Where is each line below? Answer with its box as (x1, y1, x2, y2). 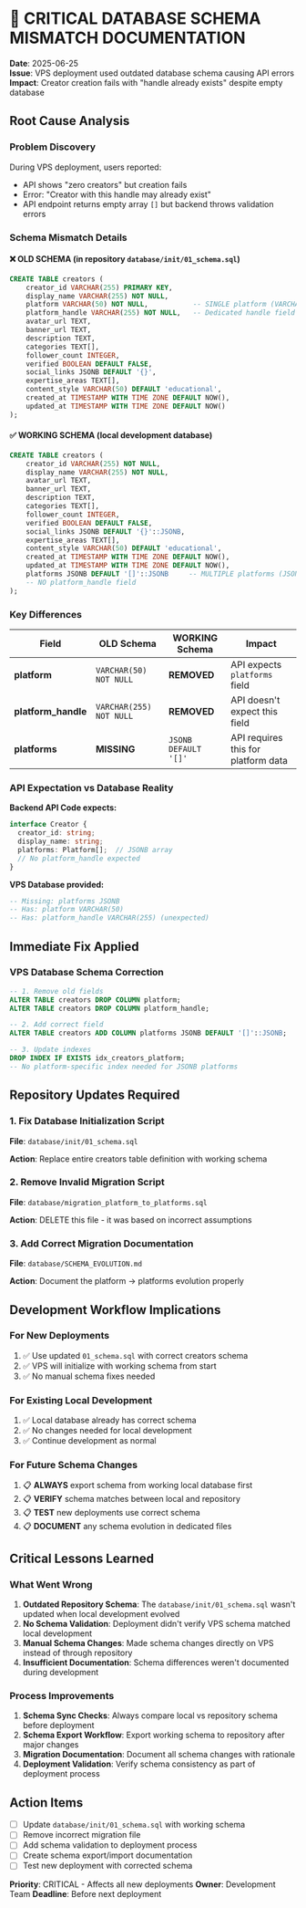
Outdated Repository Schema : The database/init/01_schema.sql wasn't (22, 1599, 296, 1610)
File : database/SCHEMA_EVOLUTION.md (9, 1258, 143, 1269)
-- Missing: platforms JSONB (9, 896, 120, 906)
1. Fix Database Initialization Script (9, 1115, 166, 1128)
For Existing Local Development (9, 1393, 153, 1406)
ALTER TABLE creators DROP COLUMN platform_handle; (9, 1004, 209, 1013)
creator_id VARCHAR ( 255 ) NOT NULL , (25, 459, 161, 468)
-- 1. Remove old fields (9, 986, 104, 996)
